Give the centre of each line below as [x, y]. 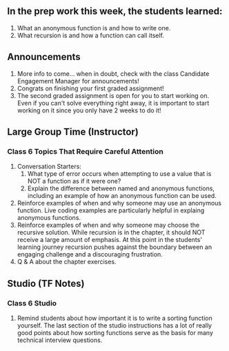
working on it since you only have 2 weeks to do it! [89, 110]
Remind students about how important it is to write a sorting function [114, 318]
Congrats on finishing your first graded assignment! [90, 88]
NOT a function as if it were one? [74, 181]
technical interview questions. [60, 340]
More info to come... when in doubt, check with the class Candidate [113, 73]
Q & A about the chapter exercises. [67, 262]
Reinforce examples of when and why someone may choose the [108, 225]
